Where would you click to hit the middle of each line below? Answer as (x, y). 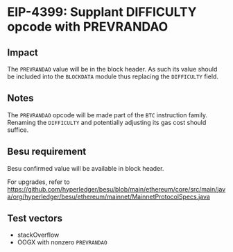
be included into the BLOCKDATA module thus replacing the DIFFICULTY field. (113, 76)
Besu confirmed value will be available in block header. (86, 168)
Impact (23, 52)
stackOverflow (38, 235)
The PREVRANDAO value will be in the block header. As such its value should (112, 69)
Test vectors (35, 218)
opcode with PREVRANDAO (88, 27)
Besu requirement (47, 152)
